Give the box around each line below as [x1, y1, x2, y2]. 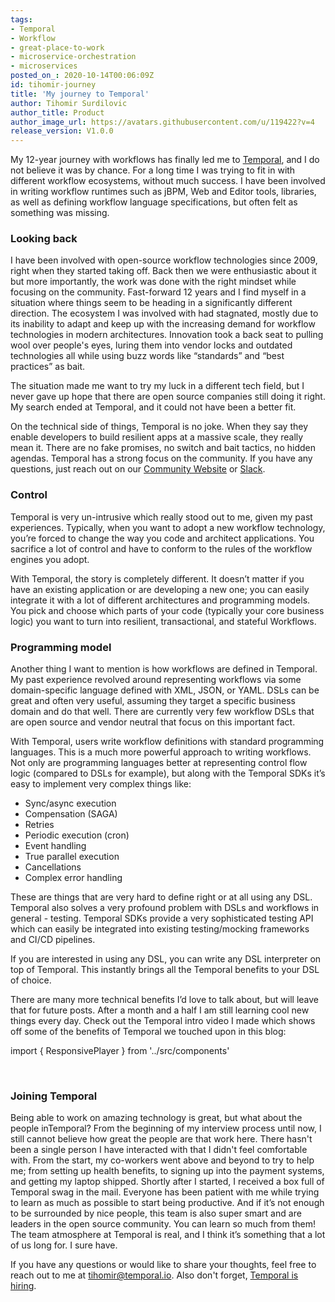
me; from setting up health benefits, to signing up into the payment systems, [10, 1165, 325, 1177]
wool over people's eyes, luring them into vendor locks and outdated [10, 339, 293, 351]
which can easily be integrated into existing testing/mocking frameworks [10, 923, 310, 935]
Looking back [10, 232, 78, 246]
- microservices [10, 61, 78, 71]
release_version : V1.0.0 [10, 126, 114, 136]
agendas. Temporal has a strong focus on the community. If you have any [10, 452, 313, 465]
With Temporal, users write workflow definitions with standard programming [10, 736, 325, 748]
